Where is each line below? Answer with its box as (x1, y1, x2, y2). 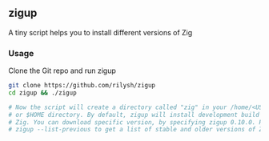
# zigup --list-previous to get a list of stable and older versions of (8, 126, 256, 134)
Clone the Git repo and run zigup (8, 66, 116, 75)
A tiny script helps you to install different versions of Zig (8, 27, 193, 37)
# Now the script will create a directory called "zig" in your (8, 103, 227, 111)
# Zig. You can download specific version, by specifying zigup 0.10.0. (8, 118, 256, 127)
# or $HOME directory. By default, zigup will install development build (8, 111, 260, 119)
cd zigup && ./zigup (8, 88, 78, 97)
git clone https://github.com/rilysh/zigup (8, 82, 156, 90)
